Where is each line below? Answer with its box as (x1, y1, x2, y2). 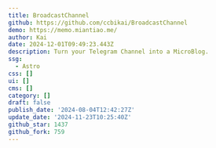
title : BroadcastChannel (8, 11, 90, 20)
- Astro (15, 63, 41, 70)
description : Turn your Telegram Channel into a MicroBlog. (8, 48, 210, 56)
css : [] (8, 70, 34, 78)
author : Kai (8, 33, 47, 42)
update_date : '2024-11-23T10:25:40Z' (8, 114, 132, 121)
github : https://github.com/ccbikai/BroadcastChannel (8, 19, 189, 27)
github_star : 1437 (8, 121, 68, 128)
